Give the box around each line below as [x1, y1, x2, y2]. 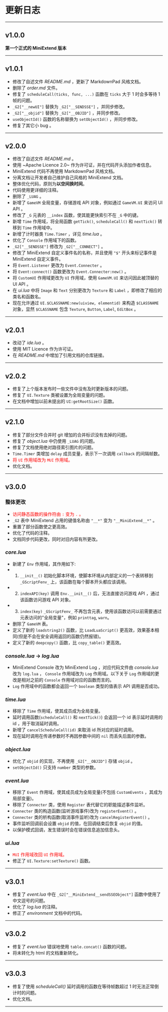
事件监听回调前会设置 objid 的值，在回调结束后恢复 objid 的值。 [12, 820, 145, 826]
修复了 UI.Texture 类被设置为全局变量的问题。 [12, 392, 108, 398]
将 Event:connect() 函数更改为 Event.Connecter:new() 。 [12, 269, 129, 275]
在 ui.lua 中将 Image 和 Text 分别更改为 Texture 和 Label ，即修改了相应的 [12, 287, 162, 293]
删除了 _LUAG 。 [12, 194, 44, 200]
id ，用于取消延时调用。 [12, 721, 61, 727]
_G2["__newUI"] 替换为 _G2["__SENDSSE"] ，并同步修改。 [12, 103, 127, 109]
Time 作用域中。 [22, 225, 55, 231]
